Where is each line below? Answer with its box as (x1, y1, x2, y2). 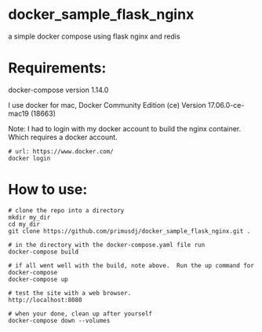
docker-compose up (8, 275, 68, 283)
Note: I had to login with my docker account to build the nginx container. (8, 124, 242, 133)
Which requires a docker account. (8, 132, 118, 142)
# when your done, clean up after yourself (8, 309, 153, 318)
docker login (8, 154, 51, 162)
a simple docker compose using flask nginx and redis (8, 31, 180, 41)
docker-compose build (8, 248, 79, 256)
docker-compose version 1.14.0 (8, 85, 109, 94)
